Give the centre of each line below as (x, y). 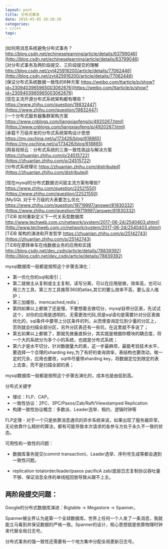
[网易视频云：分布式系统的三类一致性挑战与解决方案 (59, 150)
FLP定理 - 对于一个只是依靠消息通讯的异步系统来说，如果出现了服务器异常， (84, 420)
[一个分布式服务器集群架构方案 (37, 116)
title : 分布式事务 (22, 15)
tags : (11, 33)
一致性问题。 (25, 460)
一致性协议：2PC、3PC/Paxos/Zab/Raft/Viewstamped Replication (80, 403)
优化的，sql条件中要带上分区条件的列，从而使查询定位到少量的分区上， (85, 321)
